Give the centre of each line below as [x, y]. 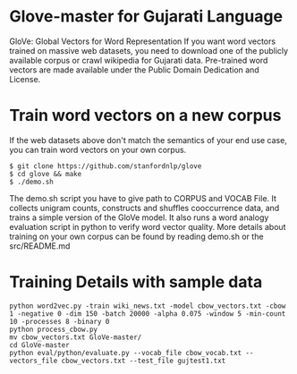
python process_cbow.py [54, 329]
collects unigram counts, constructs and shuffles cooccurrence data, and [144, 208]
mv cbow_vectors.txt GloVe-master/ [76, 337]
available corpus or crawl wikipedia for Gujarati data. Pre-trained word [139, 60]
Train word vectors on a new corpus [145, 116]
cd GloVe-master [39, 345]
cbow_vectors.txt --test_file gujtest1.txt [144, 361]
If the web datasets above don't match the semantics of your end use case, [148, 140]
